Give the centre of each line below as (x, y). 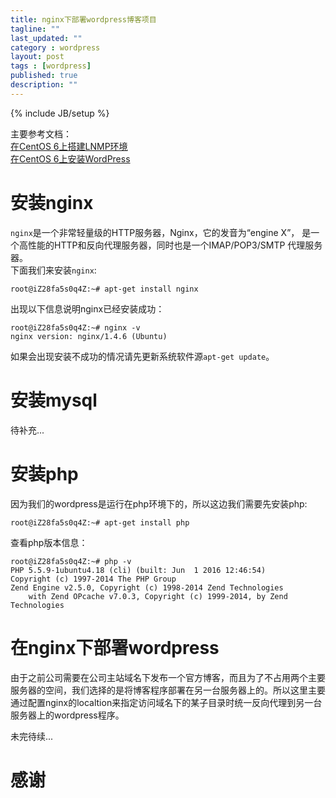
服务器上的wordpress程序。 (67, 715)
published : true (44, 76)
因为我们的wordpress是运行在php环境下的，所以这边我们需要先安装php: (159, 503)
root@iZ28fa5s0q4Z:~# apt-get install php (100, 522)
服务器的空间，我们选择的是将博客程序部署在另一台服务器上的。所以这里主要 (168, 690)
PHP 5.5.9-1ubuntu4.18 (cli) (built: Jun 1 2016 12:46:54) (138, 570)
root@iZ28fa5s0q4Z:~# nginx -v (75, 327)
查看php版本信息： (49, 542)
